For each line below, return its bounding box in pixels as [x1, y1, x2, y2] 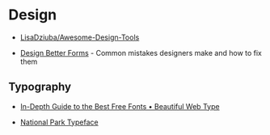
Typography [8, 80, 71, 94]
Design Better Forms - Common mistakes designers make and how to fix [19, 48, 263, 57]
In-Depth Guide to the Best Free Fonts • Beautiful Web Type [19, 101, 220, 111]
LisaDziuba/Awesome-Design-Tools [19, 32, 140, 42]
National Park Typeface [19, 117, 99, 127]
